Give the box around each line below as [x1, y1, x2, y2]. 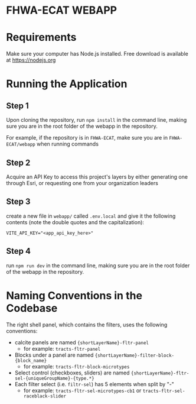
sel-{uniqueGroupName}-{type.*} [14, 375, 94, 382]
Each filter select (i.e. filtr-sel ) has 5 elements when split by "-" [14, 380, 174, 387]
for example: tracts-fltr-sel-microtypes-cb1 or [23, 387, 142, 394]
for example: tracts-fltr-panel [23, 345, 101, 352]
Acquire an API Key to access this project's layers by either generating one [6, 173, 188, 180]
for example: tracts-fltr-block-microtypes [23, 363, 130, 370]
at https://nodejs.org [6, 57, 56, 64]
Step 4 [6, 246, 31, 256]
